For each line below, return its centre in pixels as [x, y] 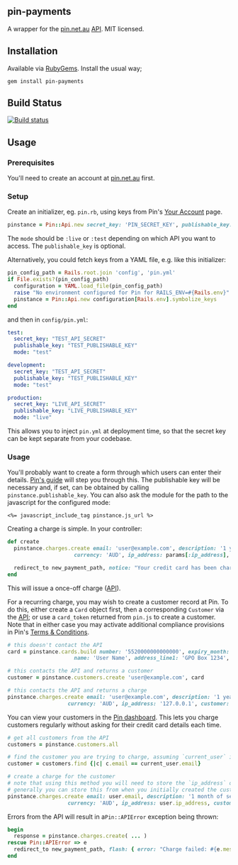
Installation [33, 51]
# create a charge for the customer [61, 777]
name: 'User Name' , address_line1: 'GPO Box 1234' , [152, 658]
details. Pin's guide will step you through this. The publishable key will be [114, 480]
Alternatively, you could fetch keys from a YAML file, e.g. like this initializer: [117, 260]
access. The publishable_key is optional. [67, 246]
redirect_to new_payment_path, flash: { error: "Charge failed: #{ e [117, 849]
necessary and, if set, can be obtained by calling [78, 488]
